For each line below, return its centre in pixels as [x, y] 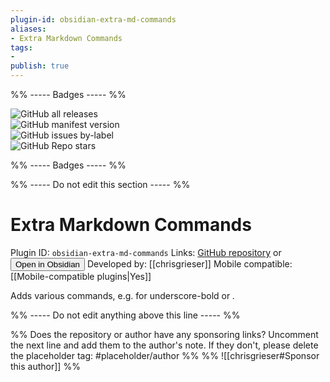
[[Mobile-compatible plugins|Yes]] [81, 276]
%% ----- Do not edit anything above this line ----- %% [125, 315]
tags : [21, 47]
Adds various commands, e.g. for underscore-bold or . [123, 295]
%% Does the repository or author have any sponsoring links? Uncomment [164, 334]
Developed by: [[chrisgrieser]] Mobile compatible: [189, 263]
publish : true [40, 66]
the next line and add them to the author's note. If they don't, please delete [164, 345]
